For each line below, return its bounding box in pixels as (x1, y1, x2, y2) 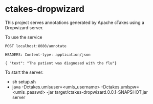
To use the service (5, 34, 43, 40)
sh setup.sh (12, 79, 36, 84)
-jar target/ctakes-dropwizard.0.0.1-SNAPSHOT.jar (46, 89, 148, 95)
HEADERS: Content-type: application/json (5, 52, 91, 57)
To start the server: (5, 69, 44, 75)
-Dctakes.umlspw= (101, 84, 139, 90)
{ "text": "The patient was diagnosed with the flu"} (5, 61, 117, 65)
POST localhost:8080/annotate (5, 43, 67, 48)
